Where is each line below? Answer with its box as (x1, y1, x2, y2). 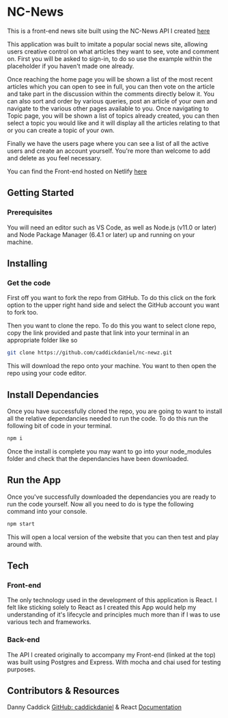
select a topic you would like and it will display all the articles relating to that (7, 119, 220, 127)
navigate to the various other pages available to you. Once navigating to (7, 104, 210, 112)
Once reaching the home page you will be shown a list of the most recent (7, 75, 213, 83)
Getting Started (7, 187, 74, 199)
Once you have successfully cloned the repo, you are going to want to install (7, 407, 223, 415)
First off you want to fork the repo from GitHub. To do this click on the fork (7, 294, 216, 302)
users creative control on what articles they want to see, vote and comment (7, 47, 220, 55)
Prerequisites (7, 208, 53, 217)
